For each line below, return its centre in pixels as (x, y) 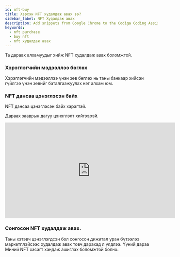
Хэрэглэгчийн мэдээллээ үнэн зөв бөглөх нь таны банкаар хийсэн (74, 78)
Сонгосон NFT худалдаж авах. (43, 228)
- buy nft (19, 37)
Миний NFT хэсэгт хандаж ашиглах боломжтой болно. (62, 249)
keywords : (15, 28)
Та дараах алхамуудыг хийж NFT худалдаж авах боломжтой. (69, 55)
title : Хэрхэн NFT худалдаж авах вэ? (43, 14)
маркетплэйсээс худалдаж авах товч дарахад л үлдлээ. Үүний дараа (77, 244)
